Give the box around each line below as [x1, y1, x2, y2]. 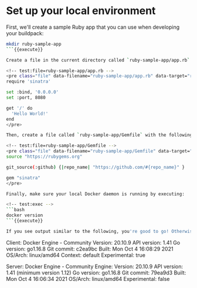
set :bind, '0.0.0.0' [6, 89, 59, 95]
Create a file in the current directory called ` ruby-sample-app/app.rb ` [6, 57, 191, 63]
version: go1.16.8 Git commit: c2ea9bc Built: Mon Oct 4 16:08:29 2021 [6, 245, 174, 252]
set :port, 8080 [6, 95, 46, 101]
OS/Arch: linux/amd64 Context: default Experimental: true [6, 251, 145, 259]
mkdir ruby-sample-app [6, 41, 62, 47]
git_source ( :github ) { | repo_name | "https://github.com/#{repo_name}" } [6, 164, 185, 170]
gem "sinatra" [6, 175, 41, 181]
